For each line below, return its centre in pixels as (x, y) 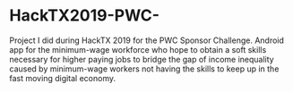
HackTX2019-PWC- (84, 16)
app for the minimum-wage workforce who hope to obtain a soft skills (138, 49)
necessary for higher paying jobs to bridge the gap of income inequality (142, 59)
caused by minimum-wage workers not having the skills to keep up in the (144, 69)
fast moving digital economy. (63, 78)
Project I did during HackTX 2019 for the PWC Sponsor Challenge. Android (147, 40)
